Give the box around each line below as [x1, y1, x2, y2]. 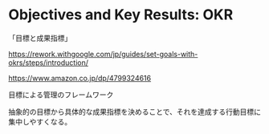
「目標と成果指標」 [8, 33, 72, 43]
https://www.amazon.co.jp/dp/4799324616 [8, 73, 151, 83]
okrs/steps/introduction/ [8, 58, 88, 67]
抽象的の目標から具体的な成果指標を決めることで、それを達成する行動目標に [8, 107, 262, 116]
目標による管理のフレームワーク [8, 90, 114, 99]
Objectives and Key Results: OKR [8, 6, 234, 24]
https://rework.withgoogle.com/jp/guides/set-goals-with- [8, 49, 198, 59]
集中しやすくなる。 [8, 116, 72, 126]
